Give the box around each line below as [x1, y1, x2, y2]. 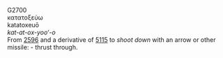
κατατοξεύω [7, 13, 43, 22]
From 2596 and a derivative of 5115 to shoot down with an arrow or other [7, 36, 216, 44]
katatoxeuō [7, 21, 40, 29]
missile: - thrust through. [7, 43, 78, 51]
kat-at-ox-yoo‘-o [7, 28, 56, 36]
